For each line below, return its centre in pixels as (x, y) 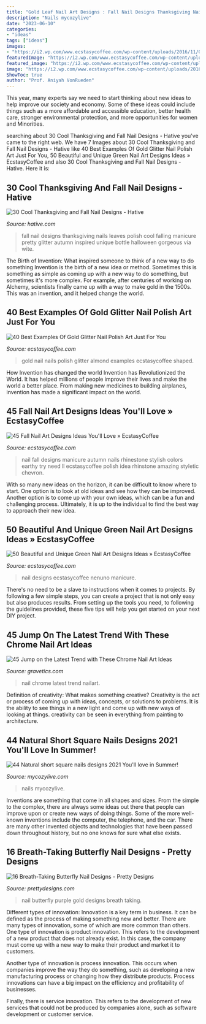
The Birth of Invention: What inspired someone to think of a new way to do (100, 261)
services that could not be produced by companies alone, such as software (102, 1007)
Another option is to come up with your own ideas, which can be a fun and (100, 497)
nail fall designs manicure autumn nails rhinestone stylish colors (102, 459)
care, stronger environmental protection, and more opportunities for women (102, 118)
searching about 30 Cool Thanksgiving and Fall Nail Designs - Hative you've (103, 136)
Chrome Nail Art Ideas (49, 644)
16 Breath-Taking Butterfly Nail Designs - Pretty (99, 852)
